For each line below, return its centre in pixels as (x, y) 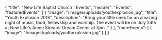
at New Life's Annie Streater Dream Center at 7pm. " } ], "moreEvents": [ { (79, 28)
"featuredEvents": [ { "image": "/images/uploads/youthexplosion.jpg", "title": (81, 12)
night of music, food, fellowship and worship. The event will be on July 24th (81, 22)
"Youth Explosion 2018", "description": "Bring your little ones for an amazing (81, 17)
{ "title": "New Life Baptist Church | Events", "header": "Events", (69, 7)
